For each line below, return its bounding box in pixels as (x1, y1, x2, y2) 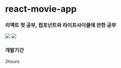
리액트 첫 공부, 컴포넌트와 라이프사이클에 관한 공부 (5, 22, 117, 29)
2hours (5, 58, 20, 64)
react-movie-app (5, 3, 77, 15)
